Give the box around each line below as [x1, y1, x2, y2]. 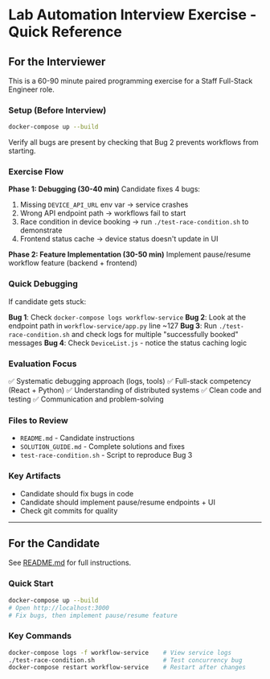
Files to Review [8, 414, 68, 426]
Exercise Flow [8, 167, 64, 178]
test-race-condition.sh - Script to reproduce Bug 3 [19, 451, 193, 460]
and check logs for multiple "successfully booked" [71, 329, 239, 339]
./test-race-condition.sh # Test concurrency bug [8, 656, 243, 665]
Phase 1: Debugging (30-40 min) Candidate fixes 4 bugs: [8, 184, 201, 194]
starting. [8, 146, 36, 156]
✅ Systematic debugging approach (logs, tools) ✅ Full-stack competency [8, 377, 252, 386]
